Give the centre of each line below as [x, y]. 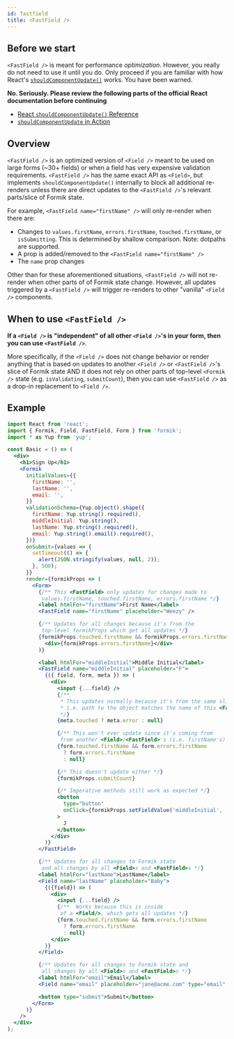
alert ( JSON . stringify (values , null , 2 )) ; [99, 560]
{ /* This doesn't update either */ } [110, 772]
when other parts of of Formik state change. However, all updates [122, 282]
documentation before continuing [57, 101]
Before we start [41, 48]
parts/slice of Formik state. [46, 197]
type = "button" [84, 804]
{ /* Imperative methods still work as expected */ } [133, 791]
